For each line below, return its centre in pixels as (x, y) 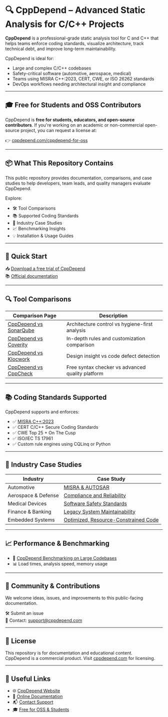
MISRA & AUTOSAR (86, 487)
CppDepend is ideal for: (29, 58)
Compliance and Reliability (95, 495)
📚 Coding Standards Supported (56, 397)
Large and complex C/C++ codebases (52, 68)
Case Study (111, 479)
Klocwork (19, 359)
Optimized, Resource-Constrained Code (111, 520)
